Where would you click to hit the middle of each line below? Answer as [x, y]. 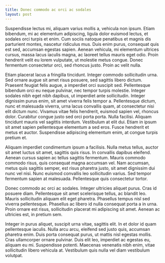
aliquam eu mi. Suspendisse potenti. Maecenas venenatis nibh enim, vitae [80, 245]
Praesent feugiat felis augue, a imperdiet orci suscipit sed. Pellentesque [78, 85]
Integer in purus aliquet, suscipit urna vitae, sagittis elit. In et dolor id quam [81, 224]
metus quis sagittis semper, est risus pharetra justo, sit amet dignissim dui [80, 168]
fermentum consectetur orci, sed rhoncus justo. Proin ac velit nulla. [73, 65]
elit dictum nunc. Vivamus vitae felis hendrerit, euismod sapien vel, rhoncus [82, 111]
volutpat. [14, 255]
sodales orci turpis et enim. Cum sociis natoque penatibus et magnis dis [78, 39]
